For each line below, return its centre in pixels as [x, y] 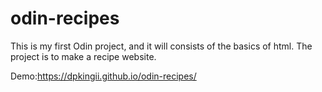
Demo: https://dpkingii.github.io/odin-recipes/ [103, 76]
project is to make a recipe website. [83, 56]
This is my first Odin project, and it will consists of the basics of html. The [161, 46]
